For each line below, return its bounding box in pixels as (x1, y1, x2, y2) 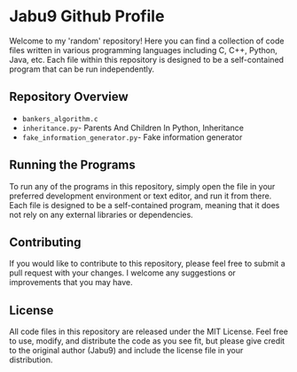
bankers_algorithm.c (21, 114, 98, 123)
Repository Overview (9, 89, 129, 105)
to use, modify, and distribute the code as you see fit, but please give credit (9, 336, 285, 346)
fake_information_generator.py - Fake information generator (21, 131, 243, 143)
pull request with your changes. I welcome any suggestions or (9, 267, 237, 278)
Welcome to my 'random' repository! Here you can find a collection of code (9, 35, 285, 46)
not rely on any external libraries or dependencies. (9, 209, 193, 220)
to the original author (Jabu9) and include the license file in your (9, 345, 244, 356)
